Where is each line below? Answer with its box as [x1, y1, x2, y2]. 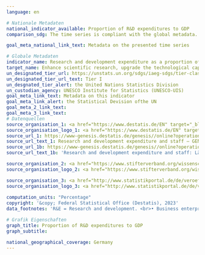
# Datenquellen [6, 115, 45, 122]
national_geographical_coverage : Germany [6, 239, 113, 245]
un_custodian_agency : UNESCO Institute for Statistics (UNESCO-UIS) [6, 87, 184, 93]
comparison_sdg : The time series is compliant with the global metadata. [6, 31, 198, 37]
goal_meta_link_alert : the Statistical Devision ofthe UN [6, 99, 157, 105]
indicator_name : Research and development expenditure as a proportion [6, 59, 192, 65]
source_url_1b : [6, 144, 45, 150]
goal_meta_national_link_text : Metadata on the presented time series [6, 42, 190, 49]
